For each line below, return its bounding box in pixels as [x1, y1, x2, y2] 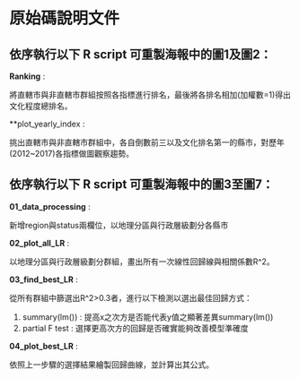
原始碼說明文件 [9, 8, 120, 29]
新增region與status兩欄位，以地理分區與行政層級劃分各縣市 [9, 219, 229, 230]
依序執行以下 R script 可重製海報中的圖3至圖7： [9, 176, 274, 193]
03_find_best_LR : [9, 274, 78, 285]
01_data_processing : [9, 201, 92, 211]
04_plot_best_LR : [9, 340, 78, 351]
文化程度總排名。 [9, 100, 73, 111]
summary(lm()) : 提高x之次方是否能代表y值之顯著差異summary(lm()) [22, 311, 274, 322]
